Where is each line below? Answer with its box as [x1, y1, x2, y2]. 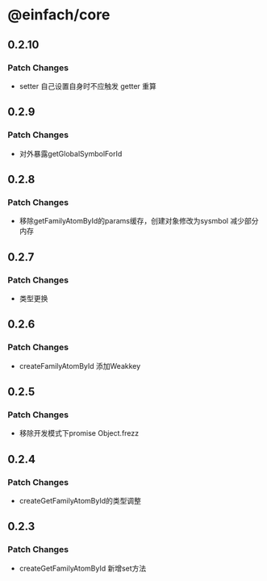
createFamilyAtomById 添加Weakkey [19, 361, 141, 370]
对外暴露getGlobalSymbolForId [19, 148, 123, 158]
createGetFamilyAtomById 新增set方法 [19, 563, 147, 573]
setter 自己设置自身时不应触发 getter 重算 [19, 81, 156, 90]
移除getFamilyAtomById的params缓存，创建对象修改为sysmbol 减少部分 [19, 216, 259, 226]
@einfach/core [7, 6, 111, 24]
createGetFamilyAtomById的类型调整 [19, 496, 142, 505]
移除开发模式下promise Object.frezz [19, 428, 140, 438]
